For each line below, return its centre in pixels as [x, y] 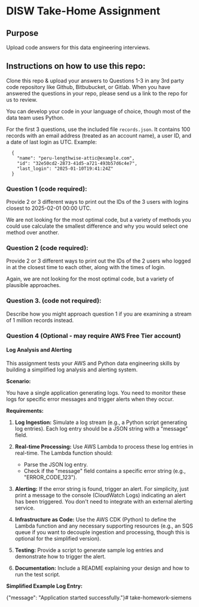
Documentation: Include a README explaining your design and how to [102, 568]
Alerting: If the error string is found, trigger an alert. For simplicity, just [102, 489]
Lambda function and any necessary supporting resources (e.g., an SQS [104, 526]
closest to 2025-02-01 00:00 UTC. [49, 208]
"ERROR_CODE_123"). [50, 477]
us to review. [22, 99]
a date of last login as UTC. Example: [52, 142]
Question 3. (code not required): [54, 301]
